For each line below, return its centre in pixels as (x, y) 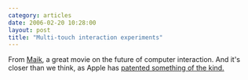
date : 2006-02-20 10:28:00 (52, 23)
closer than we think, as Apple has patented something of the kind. (117, 68)
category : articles (40, 15)
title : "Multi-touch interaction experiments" (86, 37)
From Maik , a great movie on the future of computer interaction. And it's (124, 60)
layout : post (29, 30)
